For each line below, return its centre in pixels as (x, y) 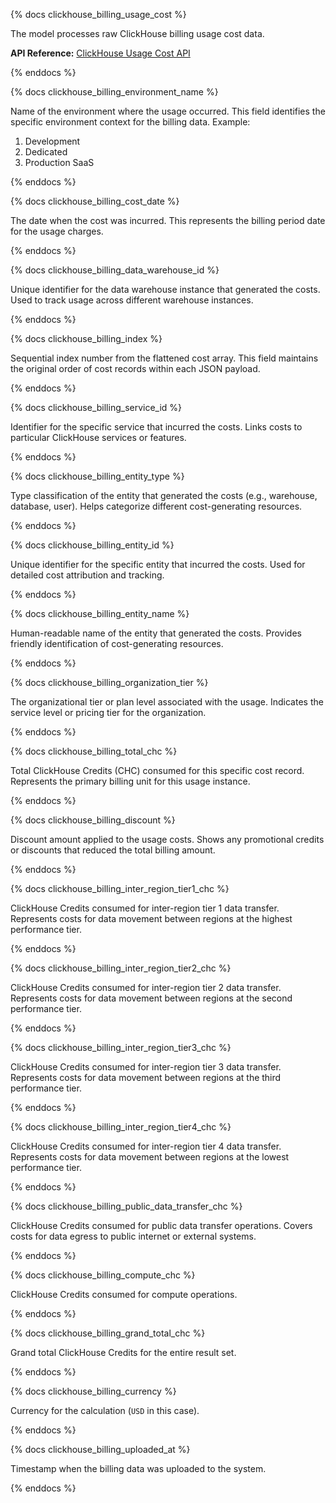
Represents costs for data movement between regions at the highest (151, 918)
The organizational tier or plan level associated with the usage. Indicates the (167, 702)
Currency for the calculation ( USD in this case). (105, 1410)
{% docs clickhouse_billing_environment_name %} (114, 92)
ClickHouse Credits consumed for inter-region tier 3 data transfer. (146, 1067)
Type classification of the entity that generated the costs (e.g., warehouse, (164, 495)
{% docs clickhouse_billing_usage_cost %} (98, 14)
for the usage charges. (57, 231)
